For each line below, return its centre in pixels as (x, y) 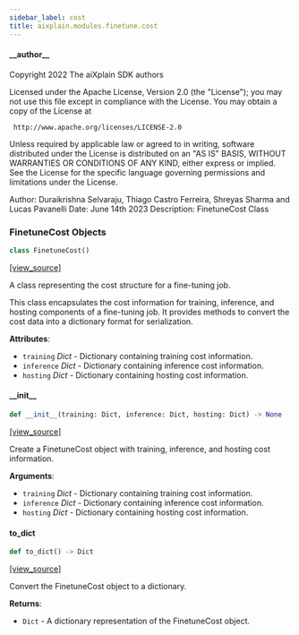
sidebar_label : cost (48, 17)
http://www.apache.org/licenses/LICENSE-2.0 (97, 127)
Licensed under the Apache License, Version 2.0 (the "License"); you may (146, 91)
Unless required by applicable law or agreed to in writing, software (132, 143)
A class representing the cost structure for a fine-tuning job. (120, 285)
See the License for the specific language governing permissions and (137, 172)
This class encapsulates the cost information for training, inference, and (142, 302)
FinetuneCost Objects (58, 232)
